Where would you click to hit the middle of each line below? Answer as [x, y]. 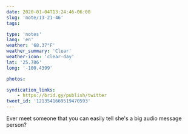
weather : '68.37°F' [31, 45]
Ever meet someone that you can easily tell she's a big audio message [94, 118]
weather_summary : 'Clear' [39, 51]
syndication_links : [31, 90]
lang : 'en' [20, 40]
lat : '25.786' [24, 62]
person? [17, 125]
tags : [13, 23]
